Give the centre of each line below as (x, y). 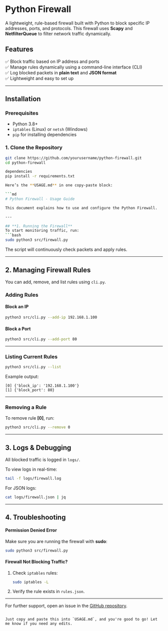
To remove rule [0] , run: (30, 418)
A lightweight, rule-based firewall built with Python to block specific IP (77, 23)
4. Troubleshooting (35, 517)
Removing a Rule (26, 407)
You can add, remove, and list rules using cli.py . (56, 282)
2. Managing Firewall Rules (48, 270)
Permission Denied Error (31, 530)
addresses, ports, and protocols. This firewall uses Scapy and (69, 28)
